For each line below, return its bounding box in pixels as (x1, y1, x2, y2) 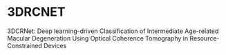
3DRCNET (7, 4, 66, 20)
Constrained (7, 41, 43, 49)
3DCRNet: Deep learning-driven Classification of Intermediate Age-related (7, 27, 219, 35)
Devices (44, 41, 67, 49)
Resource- (189, 34, 220, 42)
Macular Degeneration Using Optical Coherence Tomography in (7, 34, 189, 42)
